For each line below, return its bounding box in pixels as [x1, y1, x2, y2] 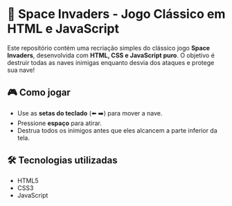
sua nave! [7, 66, 35, 74]
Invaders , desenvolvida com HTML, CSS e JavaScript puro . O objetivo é [7, 51, 215, 59]
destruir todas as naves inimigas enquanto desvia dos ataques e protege [7, 58, 215, 66]
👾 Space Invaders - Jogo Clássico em [7, 6, 226, 22]
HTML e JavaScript [7, 21, 120, 37]
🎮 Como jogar [7, 86, 71, 99]
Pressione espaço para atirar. [17, 119, 102, 127]
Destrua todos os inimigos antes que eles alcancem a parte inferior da [17, 126, 218, 134]
